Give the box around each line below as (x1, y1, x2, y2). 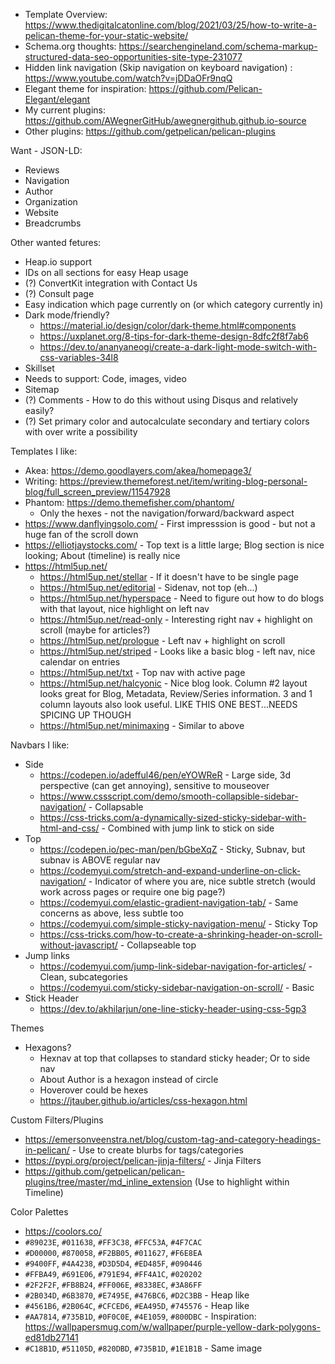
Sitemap (24, 384, 60, 395)
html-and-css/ (39, 822, 100, 834)
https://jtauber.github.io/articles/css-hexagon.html (39, 1095, 248, 1106)
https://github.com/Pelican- (148, 83, 263, 94)
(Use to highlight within (194, 1176, 290, 1188)
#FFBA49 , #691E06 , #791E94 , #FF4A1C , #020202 (24, 1268, 203, 1279)
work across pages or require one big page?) (39, 886, 226, 898)
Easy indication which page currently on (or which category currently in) (24, 299, 324, 310)
